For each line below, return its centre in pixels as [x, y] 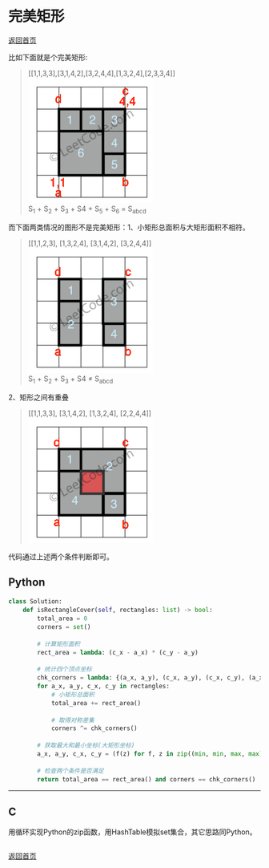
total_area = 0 [62, 619]
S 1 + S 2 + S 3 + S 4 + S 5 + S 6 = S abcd [87, 209]
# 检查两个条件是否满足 [70, 771]
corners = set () [64, 627]
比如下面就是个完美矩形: [48, 57]
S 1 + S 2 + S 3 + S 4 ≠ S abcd [70, 379]
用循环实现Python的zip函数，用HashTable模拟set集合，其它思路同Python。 [132, 832]
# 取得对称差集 [72, 720]
